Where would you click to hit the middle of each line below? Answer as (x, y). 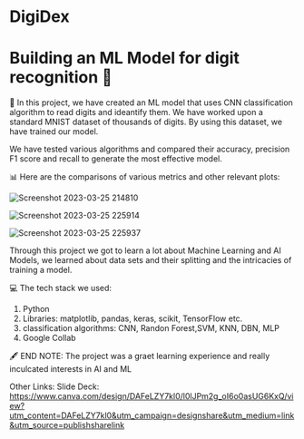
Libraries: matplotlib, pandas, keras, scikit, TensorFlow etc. (132, 318)
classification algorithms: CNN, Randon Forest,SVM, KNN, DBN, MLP (151, 328)
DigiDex (39, 17)
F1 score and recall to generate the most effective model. (116, 159)
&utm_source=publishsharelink (67, 425)
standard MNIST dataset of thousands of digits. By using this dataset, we (146, 122)
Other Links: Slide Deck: (54, 386)
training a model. (41, 270)
